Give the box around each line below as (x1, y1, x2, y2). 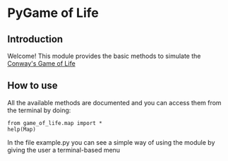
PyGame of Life (7, 5, 99, 21)
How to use (7, 80, 58, 92)
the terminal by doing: (7, 106, 71, 114)
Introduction (7, 33, 64, 45)
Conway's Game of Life (7, 59, 76, 68)
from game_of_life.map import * (7, 119, 102, 126)
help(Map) (7, 126, 37, 133)
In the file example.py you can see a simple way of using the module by (7, 138, 215, 146)
